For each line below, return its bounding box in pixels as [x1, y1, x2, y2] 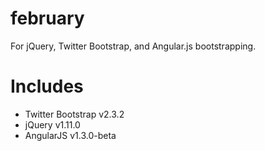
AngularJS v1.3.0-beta [24, 129, 117, 141]
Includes [10, 75, 84, 98]
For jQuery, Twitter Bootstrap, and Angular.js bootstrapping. [10, 40, 257, 52]
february [10, 7, 85, 30]
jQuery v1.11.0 [24, 118, 81, 131]
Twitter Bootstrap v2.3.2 [24, 108, 125, 120]
